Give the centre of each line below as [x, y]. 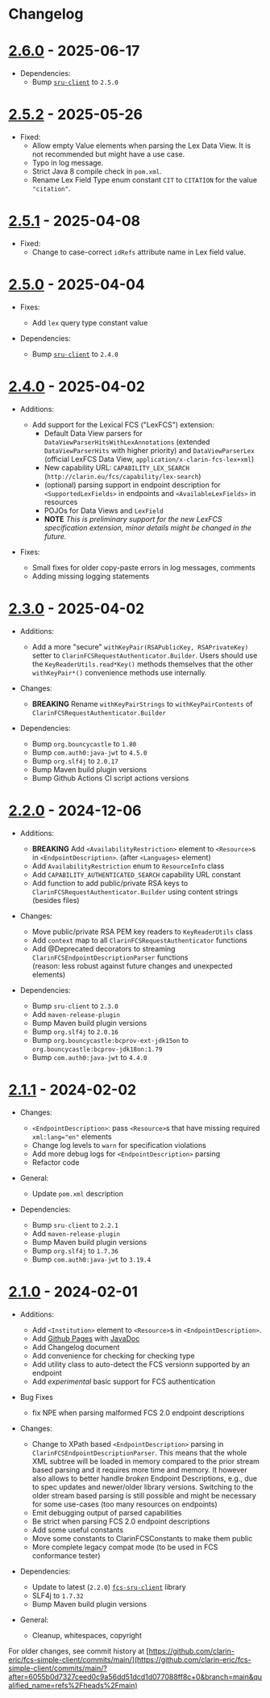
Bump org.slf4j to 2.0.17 [75, 761]
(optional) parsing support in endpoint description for [133, 485]
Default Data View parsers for [93, 433]
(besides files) [56, 900]
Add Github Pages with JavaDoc [86, 1339]
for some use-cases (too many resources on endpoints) [125, 1504]
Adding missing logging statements [91, 576]
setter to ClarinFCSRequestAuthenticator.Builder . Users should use [145, 655]
